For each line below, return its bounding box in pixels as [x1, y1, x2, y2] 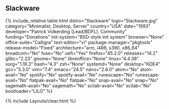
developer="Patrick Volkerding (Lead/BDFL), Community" [5, 28, 127, 35]
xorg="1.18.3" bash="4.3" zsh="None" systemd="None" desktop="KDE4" [5, 61, 160, 67]
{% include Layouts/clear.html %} [5, 98, 76, 104]
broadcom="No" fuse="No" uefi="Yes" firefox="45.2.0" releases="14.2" [5, 50, 158, 56]
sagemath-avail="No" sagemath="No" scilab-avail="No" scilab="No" [5, 83, 152, 89]
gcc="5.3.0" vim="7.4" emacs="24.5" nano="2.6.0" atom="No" [5, 66, 139, 72]
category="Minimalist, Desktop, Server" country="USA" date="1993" [5, 23, 151, 29]
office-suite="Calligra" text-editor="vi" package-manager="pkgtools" [5, 39, 153, 45]
